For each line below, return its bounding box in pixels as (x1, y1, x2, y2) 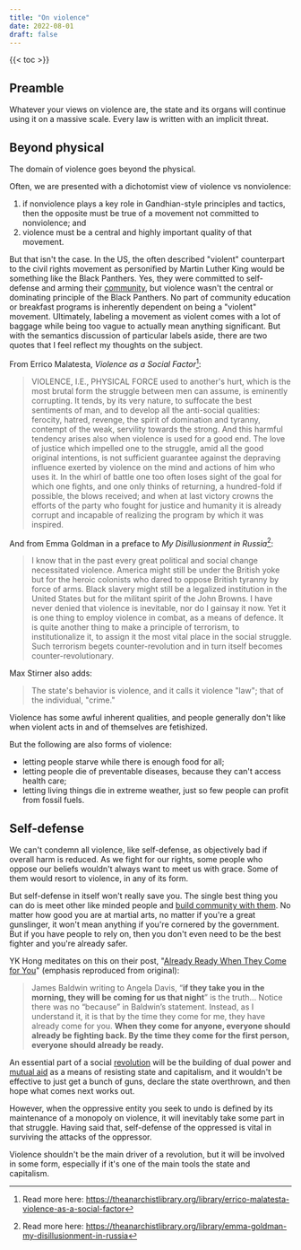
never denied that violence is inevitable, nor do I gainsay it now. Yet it (30, 603, 287, 614)
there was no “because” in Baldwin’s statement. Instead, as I (30, 1001, 254, 1012)
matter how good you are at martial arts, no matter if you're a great (9, 910, 256, 921)
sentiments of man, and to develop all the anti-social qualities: (30, 405, 261, 415)
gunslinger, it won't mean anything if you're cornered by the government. (9, 919, 279, 930)
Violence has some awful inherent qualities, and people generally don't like (9, 712, 287, 723)
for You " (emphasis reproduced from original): (9, 966, 180, 976)
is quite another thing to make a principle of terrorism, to (30, 622, 240, 633)
